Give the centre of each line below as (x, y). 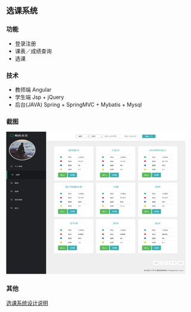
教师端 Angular (33, 89)
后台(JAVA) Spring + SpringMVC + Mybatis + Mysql (78, 104)
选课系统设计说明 (27, 303)
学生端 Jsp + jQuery (39, 97)
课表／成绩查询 (33, 51)
